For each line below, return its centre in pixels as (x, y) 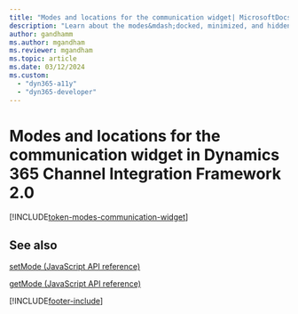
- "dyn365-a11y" (47, 84)
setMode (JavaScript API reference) (75, 267)
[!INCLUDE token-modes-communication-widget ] (99, 217)
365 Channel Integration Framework (145, 173)
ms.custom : (29, 76)
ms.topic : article (43, 59)
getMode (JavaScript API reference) (75, 284)
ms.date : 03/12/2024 (47, 68)
